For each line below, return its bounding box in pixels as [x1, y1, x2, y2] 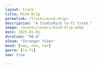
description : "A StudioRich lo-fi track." [5, 20, 93, 26]
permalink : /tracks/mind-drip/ [5, 16, 69, 21]
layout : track [5, 7, 34, 12]
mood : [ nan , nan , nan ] [5, 43, 51, 48]
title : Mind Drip [5, 12, 40, 17]
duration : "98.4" [5, 34, 40, 39]
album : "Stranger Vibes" [5, 39, 56, 44]
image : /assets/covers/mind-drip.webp [5, 25, 84, 30]
